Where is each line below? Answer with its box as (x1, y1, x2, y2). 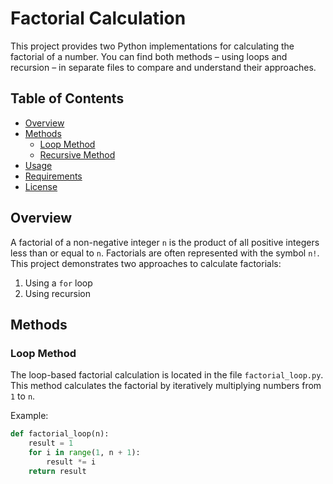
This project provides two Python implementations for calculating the (10, 40, 295, 52)
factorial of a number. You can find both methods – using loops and (10, 50, 288, 62)
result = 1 (28, 438, 74, 449)
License (24, 180, 58, 192)
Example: (10, 410, 49, 422)
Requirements (24, 170, 83, 182)
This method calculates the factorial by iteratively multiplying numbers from (10, 380, 322, 392)
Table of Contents (10, 90, 125, 107)
